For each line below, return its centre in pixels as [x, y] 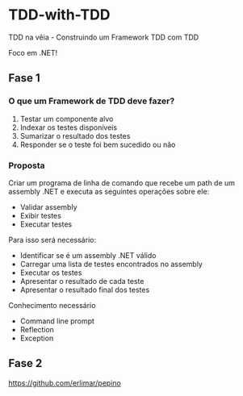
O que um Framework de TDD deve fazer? [92, 101]
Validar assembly [48, 206]
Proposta [27, 165]
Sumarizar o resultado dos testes [75, 135]
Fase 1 [24, 78]
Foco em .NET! [33, 52]
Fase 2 [25, 363]
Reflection [37, 329]
